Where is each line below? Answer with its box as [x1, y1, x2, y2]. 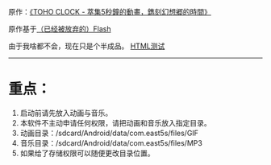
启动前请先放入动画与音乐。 [19, 108, 113, 118]
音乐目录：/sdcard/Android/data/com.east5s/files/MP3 [19, 138, 203, 147]
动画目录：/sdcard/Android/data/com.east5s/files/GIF [19, 128, 199, 138]
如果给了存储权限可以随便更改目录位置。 [19, 148, 155, 158]
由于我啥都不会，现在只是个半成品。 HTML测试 [8, 41, 165, 51]
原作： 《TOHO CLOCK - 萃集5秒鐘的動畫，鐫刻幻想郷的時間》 [8, 7, 212, 16]
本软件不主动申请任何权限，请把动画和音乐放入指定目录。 [19, 118, 211, 127]
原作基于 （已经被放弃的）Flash [8, 24, 111, 34]
